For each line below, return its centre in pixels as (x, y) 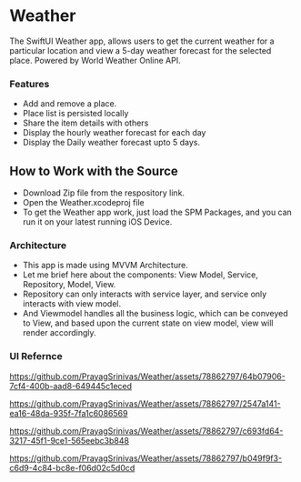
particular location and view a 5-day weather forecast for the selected (140, 50)
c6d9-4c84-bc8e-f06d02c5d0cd (72, 467)
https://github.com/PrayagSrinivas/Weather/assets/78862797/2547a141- (145, 403)
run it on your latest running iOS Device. (97, 222)
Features (30, 84)
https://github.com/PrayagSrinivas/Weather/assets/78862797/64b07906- (148, 376)
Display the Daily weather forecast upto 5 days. (111, 143)
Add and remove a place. (70, 104)
